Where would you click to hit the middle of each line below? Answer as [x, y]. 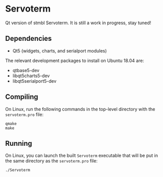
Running [19, 143]
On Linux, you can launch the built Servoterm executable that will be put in [82, 156]
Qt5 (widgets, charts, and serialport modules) [60, 50]
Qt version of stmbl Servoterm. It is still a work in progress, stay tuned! [78, 23]
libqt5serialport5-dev [34, 81]
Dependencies [28, 39]
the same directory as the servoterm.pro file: [52, 161]
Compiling [22, 97]
